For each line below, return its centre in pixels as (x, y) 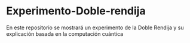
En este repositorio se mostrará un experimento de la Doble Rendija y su (95, 27)
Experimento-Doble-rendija (76, 11)
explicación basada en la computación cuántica (65, 33)
